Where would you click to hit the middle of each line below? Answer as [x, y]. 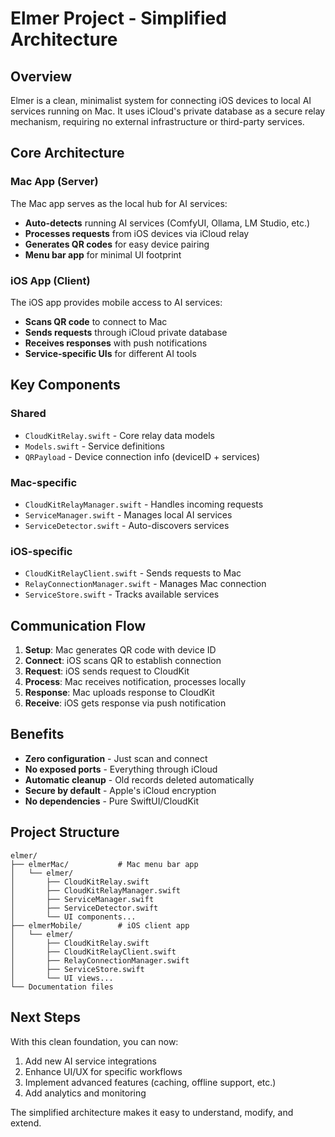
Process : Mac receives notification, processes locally [135, 682]
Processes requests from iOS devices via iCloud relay [137, 233]
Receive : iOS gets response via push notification [125, 703]
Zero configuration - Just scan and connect [116, 758]
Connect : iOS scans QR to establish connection [123, 661]
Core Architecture [67, 153]
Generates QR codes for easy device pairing [117, 244]
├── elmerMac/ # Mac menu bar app [104, 864]
